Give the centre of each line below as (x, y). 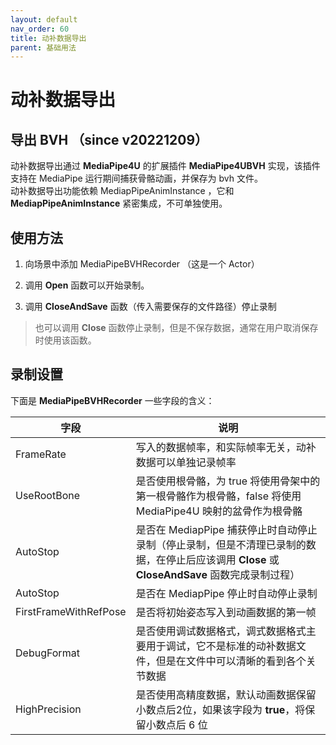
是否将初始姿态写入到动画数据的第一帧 (226, 612)
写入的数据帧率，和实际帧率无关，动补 (226, 447)
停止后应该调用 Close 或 (222, 559)
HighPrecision (48, 709)
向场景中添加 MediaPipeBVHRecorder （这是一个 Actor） (142, 264)
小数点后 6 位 (176, 724)
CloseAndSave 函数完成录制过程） (218, 574)
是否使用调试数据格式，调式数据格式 (221, 631)
